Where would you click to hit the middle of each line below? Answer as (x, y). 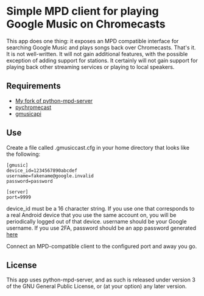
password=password (30, 181)
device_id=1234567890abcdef (42, 171)
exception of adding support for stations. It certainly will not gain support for (102, 60)
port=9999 (19, 197)
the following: (23, 154)
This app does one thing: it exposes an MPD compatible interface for (93, 41)
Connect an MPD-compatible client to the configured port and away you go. (102, 246)
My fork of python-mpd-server (54, 100)
